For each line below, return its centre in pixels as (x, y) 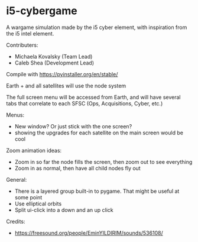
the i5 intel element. (30, 33)
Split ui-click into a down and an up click (64, 210)
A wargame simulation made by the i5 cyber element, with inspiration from (97, 27)
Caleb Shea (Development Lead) (54, 63)
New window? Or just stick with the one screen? (73, 126)
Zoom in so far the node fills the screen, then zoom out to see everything (103, 162)
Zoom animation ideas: (34, 150)
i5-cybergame (42, 11)
